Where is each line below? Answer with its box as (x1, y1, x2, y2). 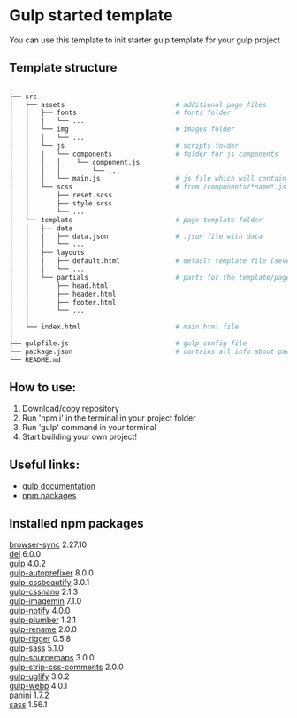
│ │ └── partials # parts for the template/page (9, 273, 291, 282)
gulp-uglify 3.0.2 (9, 670, 70, 682)
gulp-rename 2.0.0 (9, 623, 78, 634)
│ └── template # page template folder (9, 215, 263, 224)
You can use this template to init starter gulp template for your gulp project (9, 35, 281, 45)
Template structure (9, 60, 118, 75)
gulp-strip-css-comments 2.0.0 (9, 661, 124, 672)
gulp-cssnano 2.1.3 (9, 586, 79, 597)
